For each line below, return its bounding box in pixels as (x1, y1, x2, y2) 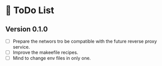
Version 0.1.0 (5, 25, 48, 34)
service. (12, 44, 30, 50)
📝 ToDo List (5, 5, 55, 16)
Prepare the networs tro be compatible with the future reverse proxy (12, 38, 157, 44)
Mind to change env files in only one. (12, 55, 91, 61)
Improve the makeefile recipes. (12, 49, 78, 55)
